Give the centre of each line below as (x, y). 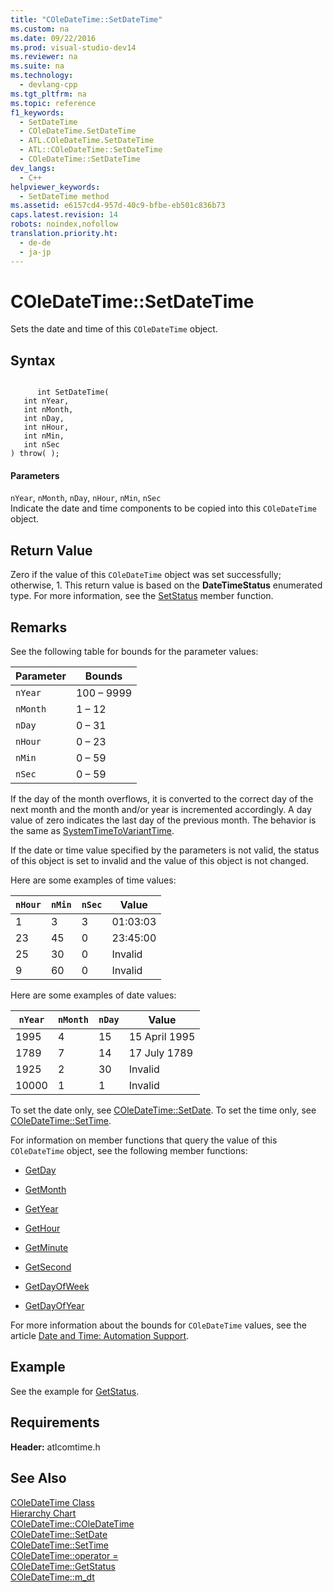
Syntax (33, 360)
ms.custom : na (40, 29)
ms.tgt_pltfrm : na (48, 94)
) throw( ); (35, 454)
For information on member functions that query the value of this (144, 1140)
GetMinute (46, 1248)
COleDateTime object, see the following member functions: (129, 1151)
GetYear (41, 1209)
